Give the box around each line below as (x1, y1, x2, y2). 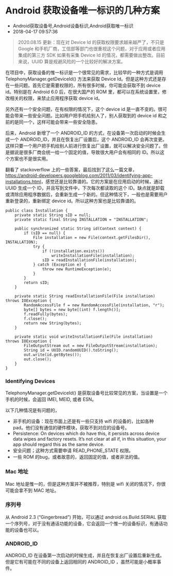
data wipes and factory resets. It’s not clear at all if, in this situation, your (12, 436, 166, 442)
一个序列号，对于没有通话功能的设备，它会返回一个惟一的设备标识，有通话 (5, 520, 163, 527)
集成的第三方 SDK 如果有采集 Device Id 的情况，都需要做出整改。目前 (18, 52, 165, 58)
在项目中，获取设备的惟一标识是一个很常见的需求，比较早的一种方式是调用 (5, 69, 163, 75)
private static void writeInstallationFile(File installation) (14, 334, 153, 339)
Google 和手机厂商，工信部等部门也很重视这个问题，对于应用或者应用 (18, 45, 166, 51)
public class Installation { (5, 208, 68, 213)
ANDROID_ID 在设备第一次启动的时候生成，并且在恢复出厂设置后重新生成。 (5, 552, 165, 558)
